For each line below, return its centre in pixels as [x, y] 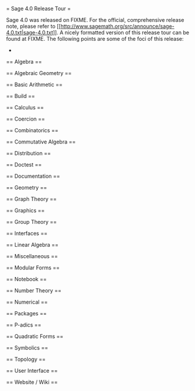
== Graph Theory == [32, 199]
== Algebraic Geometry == [39, 73]
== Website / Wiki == [32, 382]
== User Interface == [32, 371]
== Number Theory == [34, 291]
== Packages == [27, 313]
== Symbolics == [27, 348]
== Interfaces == [27, 233]
